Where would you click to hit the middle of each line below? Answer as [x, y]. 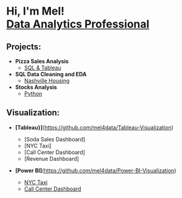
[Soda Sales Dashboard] [55, 139]
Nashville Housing [47, 81]
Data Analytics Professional [78, 24]
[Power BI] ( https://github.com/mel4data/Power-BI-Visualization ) [96, 170]
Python [33, 94]
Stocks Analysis [36, 87]
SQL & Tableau [43, 68]
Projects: [24, 47]
